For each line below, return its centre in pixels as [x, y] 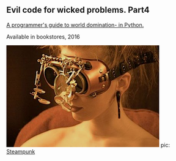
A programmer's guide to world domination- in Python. [75, 24]
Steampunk [21, 151]
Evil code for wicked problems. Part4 [78, 10]
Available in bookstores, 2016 [43, 37]
